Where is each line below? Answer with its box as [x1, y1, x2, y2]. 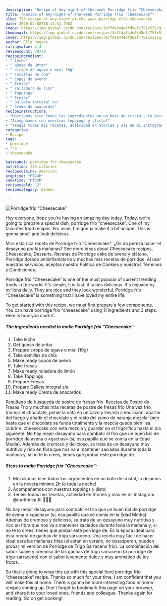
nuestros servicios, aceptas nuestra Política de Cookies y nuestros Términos [5, 261, 162, 267]
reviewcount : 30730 [5, 49, 46, 54]
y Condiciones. [5, 266, 37, 272]
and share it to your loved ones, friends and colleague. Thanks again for [5, 590, 153, 596]
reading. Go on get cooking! [5, 595, 63, 601]
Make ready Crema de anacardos [12, 389, 81, 395]
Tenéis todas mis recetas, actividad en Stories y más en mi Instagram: [12, 491, 156, 497]
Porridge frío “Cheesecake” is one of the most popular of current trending [5, 276, 157, 282]
